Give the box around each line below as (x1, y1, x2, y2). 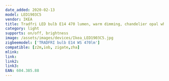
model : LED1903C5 (5, 12, 42, 17)
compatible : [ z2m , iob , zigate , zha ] (5, 45, 80, 50)
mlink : (5, 49, 19, 54)
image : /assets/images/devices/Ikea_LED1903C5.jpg (5, 36, 114, 41)
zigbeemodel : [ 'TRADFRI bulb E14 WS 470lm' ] (5, 40, 100, 45)
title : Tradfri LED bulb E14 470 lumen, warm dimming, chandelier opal (5, 21, 158, 27)
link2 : (5, 59, 19, 64)
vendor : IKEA (5, 17, 33, 22)
